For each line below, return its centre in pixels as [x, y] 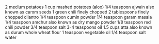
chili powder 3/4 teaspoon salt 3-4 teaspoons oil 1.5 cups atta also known [79, 27]
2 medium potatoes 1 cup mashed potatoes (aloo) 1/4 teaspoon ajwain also [80, 7]
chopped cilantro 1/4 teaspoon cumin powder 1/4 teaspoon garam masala [79, 17]
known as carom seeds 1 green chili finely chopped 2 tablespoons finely [77, 12]
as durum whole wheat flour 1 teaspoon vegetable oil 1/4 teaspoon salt [76, 32]
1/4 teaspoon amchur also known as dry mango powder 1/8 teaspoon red [78, 22]
